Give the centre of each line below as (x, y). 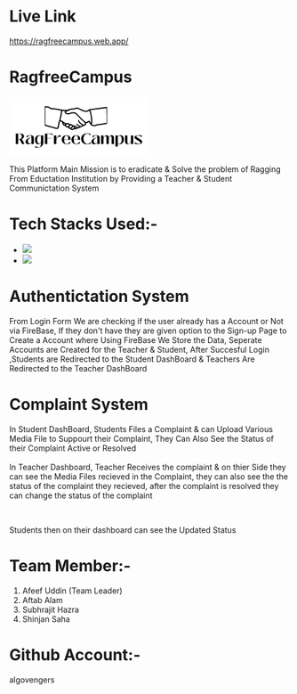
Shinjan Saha (46, 619)
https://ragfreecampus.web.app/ (69, 41)
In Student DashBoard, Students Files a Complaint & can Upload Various (141, 429)
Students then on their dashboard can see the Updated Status (123, 530)
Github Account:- (75, 654)
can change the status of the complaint (81, 495)
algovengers (32, 680)
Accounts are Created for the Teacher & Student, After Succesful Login (139, 349)
